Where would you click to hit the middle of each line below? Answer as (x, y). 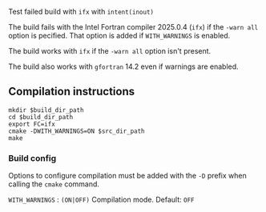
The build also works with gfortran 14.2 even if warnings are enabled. (123, 66)
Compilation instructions (71, 92)
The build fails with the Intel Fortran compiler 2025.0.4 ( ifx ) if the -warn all (133, 27)
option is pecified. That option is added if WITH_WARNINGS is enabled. (119, 36)
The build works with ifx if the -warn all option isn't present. (110, 51)
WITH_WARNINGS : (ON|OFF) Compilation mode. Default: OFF (101, 200)
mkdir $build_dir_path (46, 110)
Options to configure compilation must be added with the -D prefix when (127, 176)
